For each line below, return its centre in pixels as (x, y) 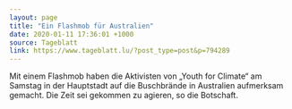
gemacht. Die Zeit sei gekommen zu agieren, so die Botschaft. (124, 96)
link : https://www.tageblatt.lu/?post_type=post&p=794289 (120, 51)
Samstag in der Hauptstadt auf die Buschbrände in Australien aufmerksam (146, 86)
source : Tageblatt (43, 42)
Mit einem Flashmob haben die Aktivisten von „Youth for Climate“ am (136, 76)
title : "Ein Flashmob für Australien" (82, 26)
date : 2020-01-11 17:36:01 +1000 (72, 34)
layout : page (34, 17)
